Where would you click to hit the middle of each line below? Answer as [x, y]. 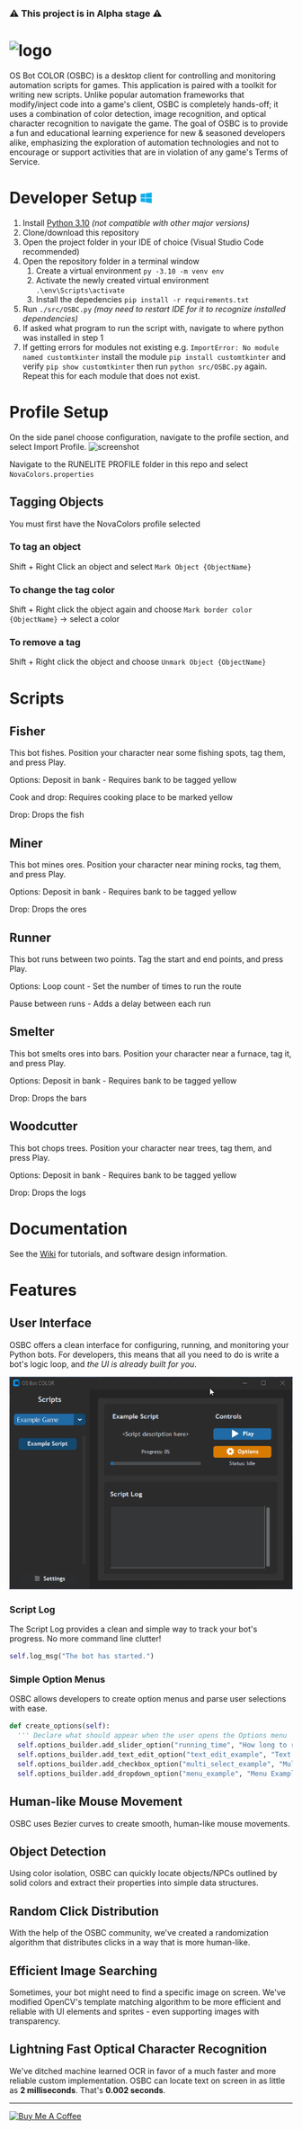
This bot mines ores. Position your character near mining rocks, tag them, [145, 865]
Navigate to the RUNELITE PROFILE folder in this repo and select [129, 464]
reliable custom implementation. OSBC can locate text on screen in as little [147, 2081]
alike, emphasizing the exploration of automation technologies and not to [144, 142]
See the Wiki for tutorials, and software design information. [118, 1254]
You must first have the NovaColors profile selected [105, 524]
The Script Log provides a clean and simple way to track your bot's [133, 1629]
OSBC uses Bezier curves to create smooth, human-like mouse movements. [150, 1823]
